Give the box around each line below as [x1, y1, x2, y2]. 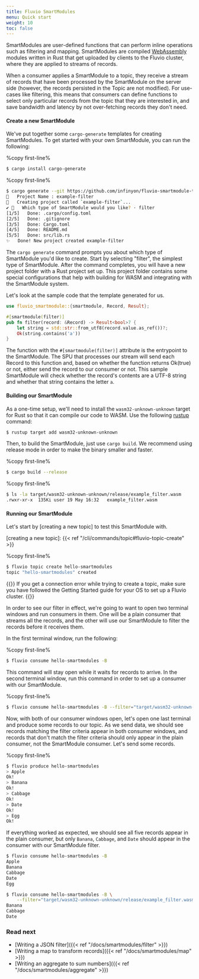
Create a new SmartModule [6, 117, 75, 124]
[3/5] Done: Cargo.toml [6, 221, 70, 228]
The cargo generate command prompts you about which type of [6, 249, 163, 256]
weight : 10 [6, 20, 33, 26]
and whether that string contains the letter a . [6, 378, 114, 386]
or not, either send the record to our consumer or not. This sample [6, 366, 168, 373]
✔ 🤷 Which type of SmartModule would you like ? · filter [6, 204, 155, 211]
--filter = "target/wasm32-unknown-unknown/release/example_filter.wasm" [17, 897, 197, 903]
